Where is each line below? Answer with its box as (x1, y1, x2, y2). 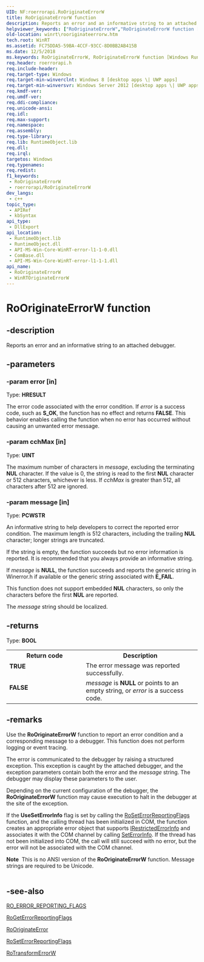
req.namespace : (6, 122, 45, 128)
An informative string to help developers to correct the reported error (6, 524, 179, 531)
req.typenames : (6, 162, 45, 168)
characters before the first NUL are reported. (6, 591, 118, 599)
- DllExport (8, 224, 39, 230)
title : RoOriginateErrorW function (6, 15, 97, 21)
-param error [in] (6, 377, 57, 386)
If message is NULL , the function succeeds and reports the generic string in (6, 567, 196, 574)
